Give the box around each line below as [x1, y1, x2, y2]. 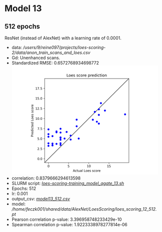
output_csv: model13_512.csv [11, 196, 70, 202]
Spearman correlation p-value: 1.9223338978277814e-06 [11, 222, 127, 228]
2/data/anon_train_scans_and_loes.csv [11, 50, 90, 55]
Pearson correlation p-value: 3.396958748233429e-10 [11, 216, 122, 222]
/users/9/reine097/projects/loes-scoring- [23, 45, 106, 50]
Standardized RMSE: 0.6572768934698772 [11, 60, 99, 66]
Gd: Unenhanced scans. [11, 55, 60, 61]
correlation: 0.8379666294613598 [11, 175, 81, 181]
